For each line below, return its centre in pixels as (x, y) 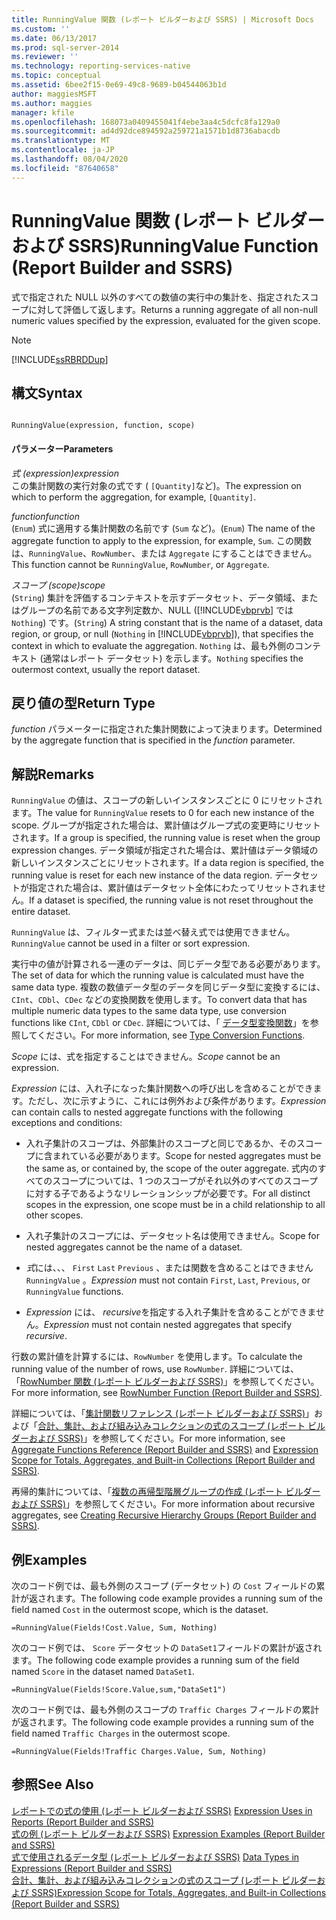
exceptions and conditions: (67, 1123)
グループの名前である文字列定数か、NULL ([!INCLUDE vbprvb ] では (156, 610)
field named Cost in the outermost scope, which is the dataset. (140, 1610)
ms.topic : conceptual (56, 76)
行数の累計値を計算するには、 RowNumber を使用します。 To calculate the (157, 1357)
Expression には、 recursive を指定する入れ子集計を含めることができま (170, 1312)
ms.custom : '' (41, 29)
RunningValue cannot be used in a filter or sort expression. (131, 943)
